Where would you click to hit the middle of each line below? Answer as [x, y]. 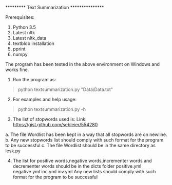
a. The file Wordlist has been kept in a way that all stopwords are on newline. [86, 134]
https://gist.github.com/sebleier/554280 [55, 124]
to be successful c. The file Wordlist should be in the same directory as [80, 145]
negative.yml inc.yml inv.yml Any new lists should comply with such [84, 171]
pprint [19, 49]
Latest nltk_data [30, 38]
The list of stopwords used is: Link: [50, 119]
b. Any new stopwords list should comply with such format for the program [84, 140]
